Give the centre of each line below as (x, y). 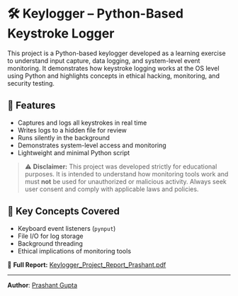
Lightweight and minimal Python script (74, 152)
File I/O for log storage (50, 236)
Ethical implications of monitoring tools (74, 251)
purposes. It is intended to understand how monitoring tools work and (126, 173)
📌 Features (32, 106)
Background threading (50, 243)
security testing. (31, 83)
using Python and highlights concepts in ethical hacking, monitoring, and (113, 76)
